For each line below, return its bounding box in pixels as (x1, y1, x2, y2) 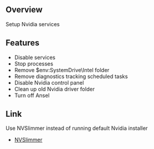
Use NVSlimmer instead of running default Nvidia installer (5, 125, 148, 132)
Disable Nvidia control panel (14, 79, 84, 86)
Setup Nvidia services (5, 20, 60, 27)
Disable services (14, 54, 56, 61)
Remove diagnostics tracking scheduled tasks (14, 73, 128, 80)
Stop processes (14, 60, 53, 67)
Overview (5, 5, 43, 15)
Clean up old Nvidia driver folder (14, 85, 95, 92)
